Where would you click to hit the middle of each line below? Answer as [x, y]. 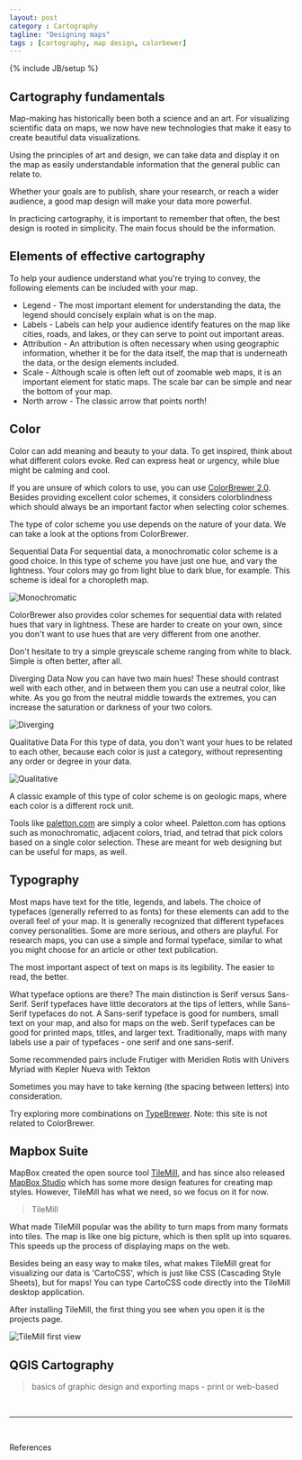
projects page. [36, 1319]
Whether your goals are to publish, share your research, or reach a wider [144, 192]
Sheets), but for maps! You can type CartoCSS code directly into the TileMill [150, 1283]
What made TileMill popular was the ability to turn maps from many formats [149, 1227]
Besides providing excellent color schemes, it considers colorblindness [141, 497]
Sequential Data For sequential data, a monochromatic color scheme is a [144, 551]
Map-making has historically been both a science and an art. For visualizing [149, 119]
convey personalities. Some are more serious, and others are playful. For [144, 930]
